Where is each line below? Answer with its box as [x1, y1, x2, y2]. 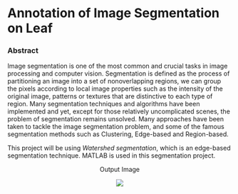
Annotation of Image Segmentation [7, 5, 219, 21]
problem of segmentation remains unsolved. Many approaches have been [7, 115, 224, 123]
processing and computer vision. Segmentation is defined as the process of [7, 69, 230, 78]
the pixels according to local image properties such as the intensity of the [7, 84, 223, 93]
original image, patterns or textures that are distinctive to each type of [7, 92, 213, 101]
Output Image [99, 165, 140, 174]
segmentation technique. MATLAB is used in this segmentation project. [7, 151, 216, 160]
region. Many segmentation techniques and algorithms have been [7, 100, 200, 108]
